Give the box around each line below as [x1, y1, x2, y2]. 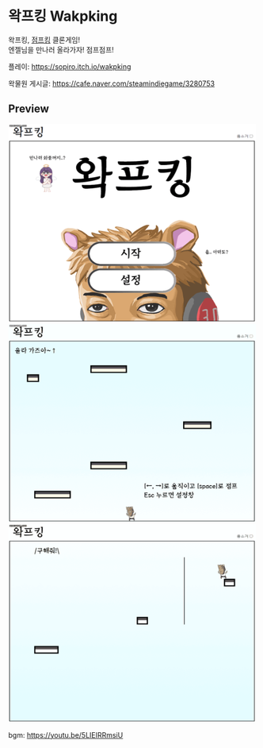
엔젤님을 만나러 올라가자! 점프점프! [8, 44, 115, 54]
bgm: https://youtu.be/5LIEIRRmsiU [8, 730, 124, 739]
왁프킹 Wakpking [8, 7, 118, 25]
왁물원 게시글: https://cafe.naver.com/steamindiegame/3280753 [8, 79, 215, 88]
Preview [8, 102, 50, 116]
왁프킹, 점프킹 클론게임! [8, 35, 81, 44]
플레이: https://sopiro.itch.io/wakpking [8, 61, 131, 71]
